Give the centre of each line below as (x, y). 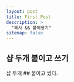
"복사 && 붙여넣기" (31, 28)
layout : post (22, 11)
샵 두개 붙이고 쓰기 (37, 58)
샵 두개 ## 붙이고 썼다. (32, 73)
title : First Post (28, 17)
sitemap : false (25, 33)
